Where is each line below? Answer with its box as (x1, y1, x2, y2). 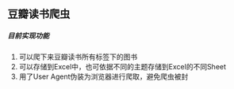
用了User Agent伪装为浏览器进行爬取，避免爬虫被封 (18, 72, 189, 81)
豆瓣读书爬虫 (7, 7, 71, 21)
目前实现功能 (7, 31, 49, 40)
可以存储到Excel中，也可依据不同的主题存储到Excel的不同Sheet (18, 62, 227, 72)
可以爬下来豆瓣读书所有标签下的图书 (18, 52, 138, 61)
